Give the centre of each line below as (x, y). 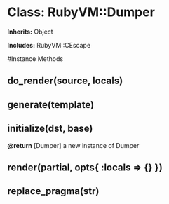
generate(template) (51, 105)
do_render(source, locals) (65, 81)
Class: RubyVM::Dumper (81, 12)
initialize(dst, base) (50, 129)
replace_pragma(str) (53, 191)
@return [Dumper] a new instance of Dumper (73, 145)
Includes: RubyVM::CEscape (49, 45)
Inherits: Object (31, 32)
